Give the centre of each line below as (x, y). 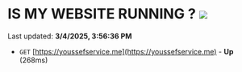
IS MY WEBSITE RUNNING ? (102, 14)
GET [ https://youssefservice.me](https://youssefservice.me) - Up (126, 51)
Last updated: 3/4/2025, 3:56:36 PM (70, 36)
